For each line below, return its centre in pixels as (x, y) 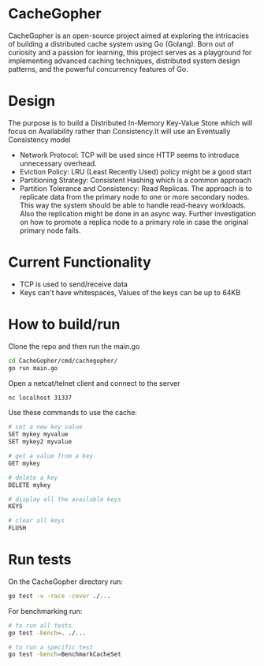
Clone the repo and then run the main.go (74, 346)
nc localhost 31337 (40, 398)
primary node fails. (50, 230)
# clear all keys (37, 521)
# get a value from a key (50, 456)
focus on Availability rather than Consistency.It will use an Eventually (119, 131)
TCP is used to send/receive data (74, 284)
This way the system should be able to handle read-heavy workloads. (132, 205)
